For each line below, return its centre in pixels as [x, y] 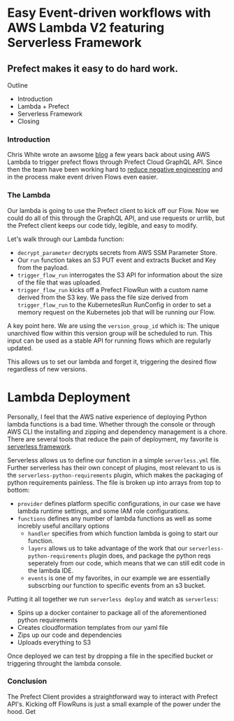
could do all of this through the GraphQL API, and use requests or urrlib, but [116, 218]
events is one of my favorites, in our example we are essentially [119, 578]
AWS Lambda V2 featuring [86, 28]
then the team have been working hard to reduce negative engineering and [115, 170]
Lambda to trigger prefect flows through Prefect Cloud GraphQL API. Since [115, 162]
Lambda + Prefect [43, 106]
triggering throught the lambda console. [65, 663]
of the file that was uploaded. [60, 282]
